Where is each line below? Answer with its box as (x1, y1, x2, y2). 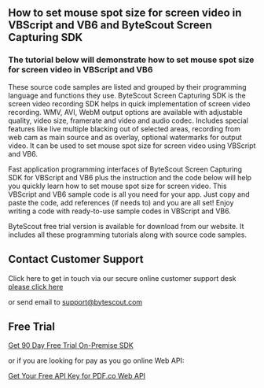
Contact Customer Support (8, 253, 144, 266)
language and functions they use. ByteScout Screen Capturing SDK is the (8, 91, 246, 100)
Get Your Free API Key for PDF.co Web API (8, 371, 146, 381)
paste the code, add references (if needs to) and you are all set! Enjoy (8, 198, 234, 207)
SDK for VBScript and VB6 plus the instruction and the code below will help (8, 172, 252, 182)
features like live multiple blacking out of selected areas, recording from (8, 124, 241, 133)
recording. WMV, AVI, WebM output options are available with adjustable (8, 107, 243, 116)
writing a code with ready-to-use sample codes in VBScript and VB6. (8, 206, 232, 216)
